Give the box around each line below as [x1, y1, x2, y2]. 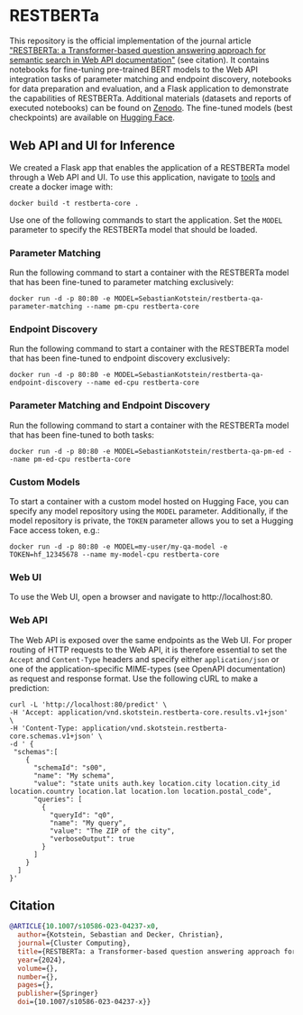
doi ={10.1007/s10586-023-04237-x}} [17, 998, 151, 1007]
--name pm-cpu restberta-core [86, 302, 200, 311]
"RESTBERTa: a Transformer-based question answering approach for [9, 44, 266, 55]
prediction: [9, 682, 50, 693]
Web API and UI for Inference [9, 138, 176, 153]
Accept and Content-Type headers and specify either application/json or [9, 653, 280, 664]
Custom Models [9, 475, 81, 488]
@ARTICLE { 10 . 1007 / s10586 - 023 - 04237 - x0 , [9, 922, 160, 931]
